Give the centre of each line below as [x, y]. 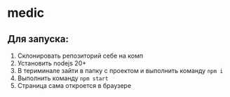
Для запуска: [38, 39]
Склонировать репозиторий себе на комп [80, 56]
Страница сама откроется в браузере [74, 85]
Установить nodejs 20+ [52, 63]
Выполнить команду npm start [63, 78]
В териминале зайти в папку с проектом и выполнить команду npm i [120, 71]
